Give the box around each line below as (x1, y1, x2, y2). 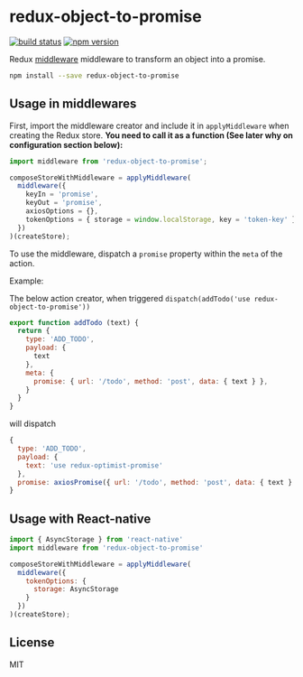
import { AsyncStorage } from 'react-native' (9, 535, 183, 544)
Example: (9, 275, 44, 286)
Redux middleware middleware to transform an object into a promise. (9, 53, 266, 64)
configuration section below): (9, 139, 124, 150)
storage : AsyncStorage (32, 585, 119, 594)
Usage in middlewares (9, 97, 137, 112)
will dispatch (9, 418, 57, 430)
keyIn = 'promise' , (25, 190, 99, 199)
